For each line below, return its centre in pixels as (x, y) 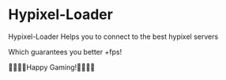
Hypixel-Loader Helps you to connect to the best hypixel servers (113, 36)
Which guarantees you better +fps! (65, 51)
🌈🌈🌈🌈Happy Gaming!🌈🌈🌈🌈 (52, 67)
